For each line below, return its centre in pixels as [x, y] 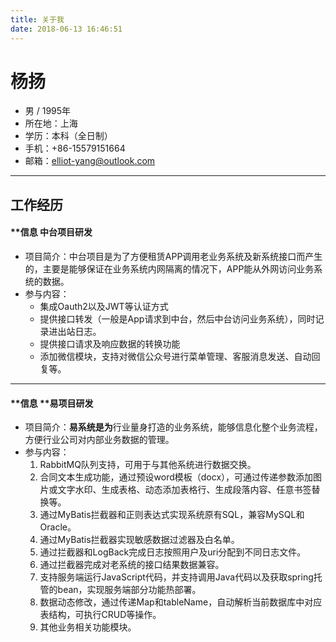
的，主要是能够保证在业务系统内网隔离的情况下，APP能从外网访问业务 [169, 269]
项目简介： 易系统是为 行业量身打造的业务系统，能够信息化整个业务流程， [173, 427]
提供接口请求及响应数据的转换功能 [110, 344]
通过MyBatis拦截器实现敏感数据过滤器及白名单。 [139, 540]
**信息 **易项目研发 [52, 403]
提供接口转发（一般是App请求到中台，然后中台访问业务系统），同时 [177, 319]
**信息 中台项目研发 [51, 232]
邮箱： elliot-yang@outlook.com [90, 161]
